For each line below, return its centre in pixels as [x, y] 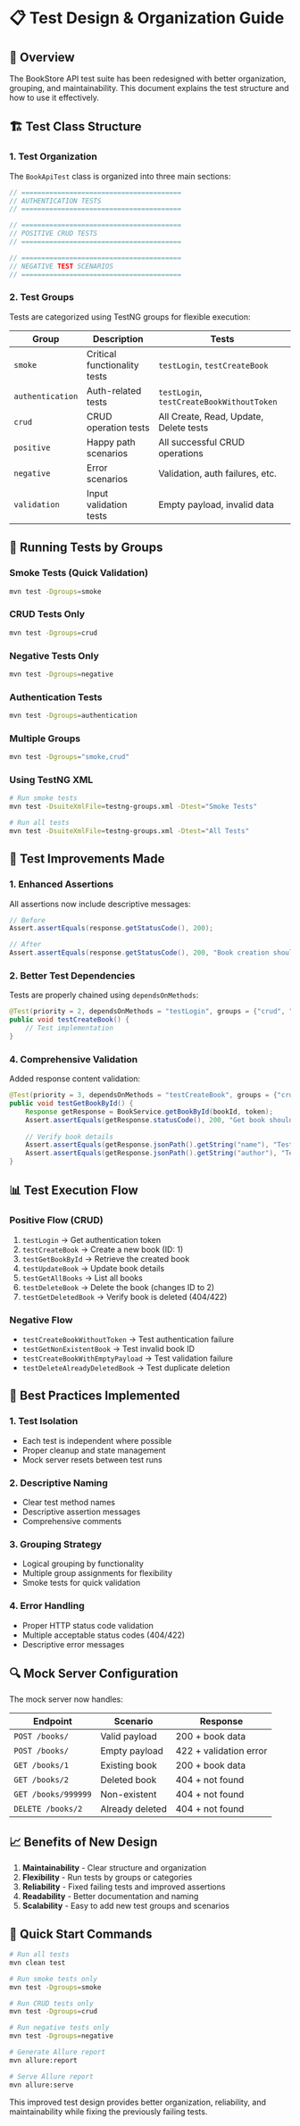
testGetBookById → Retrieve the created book [106, 1259]
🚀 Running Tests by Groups [86, 548]
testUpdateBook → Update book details [93, 1268]
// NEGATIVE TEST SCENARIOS [62, 266]
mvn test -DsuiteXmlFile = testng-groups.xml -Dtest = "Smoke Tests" [133, 807]
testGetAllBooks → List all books [82, 1278]
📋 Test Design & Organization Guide [147, 18]
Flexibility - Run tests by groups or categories [107, 1878]
